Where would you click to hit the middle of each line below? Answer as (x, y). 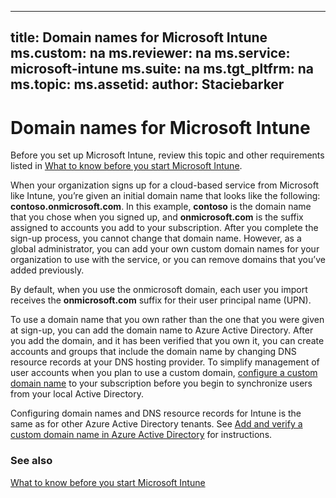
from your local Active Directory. (77, 394)
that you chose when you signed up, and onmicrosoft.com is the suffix (157, 217)
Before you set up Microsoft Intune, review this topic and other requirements (167, 155)
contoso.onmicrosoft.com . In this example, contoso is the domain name (161, 207)
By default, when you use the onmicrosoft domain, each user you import (159, 290)
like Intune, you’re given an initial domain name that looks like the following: (165, 196)
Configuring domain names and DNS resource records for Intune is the (156, 413)
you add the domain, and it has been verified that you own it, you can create (167, 341)
